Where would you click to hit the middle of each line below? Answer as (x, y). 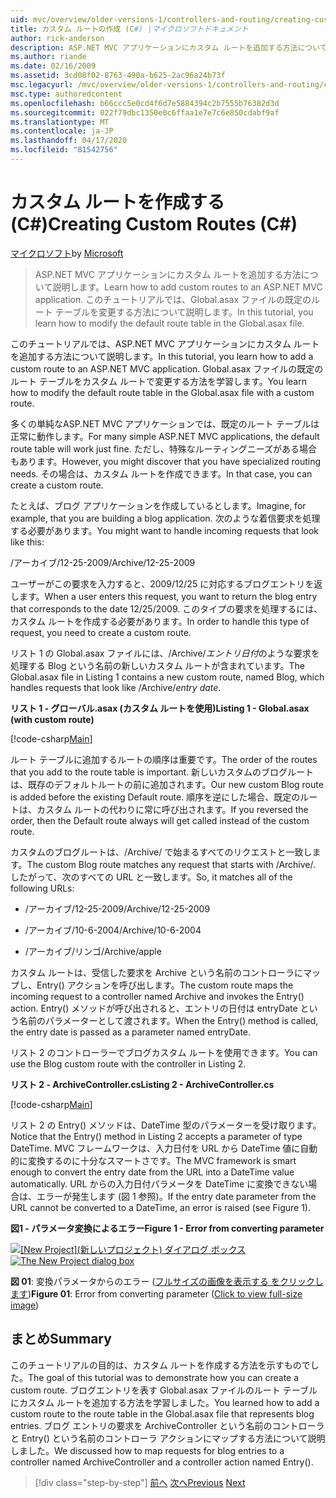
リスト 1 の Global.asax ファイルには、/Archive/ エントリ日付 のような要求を (165, 653)
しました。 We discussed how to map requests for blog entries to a (147, 1450)
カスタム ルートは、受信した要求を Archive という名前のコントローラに (156, 972)
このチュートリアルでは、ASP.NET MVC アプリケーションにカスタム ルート (165, 343)
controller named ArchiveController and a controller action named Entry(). (162, 1462)
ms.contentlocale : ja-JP (62, 131)
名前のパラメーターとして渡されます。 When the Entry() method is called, (168, 1020)
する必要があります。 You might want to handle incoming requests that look (165, 530)
